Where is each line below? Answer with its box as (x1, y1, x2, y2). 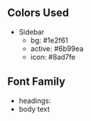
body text (18, 104, 50, 113)
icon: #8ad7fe (30, 52, 76, 61)
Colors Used (7, 6, 70, 20)
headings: (18, 96, 52, 105)
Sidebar (18, 27, 45, 36)
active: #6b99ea (30, 43, 84, 53)
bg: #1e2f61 (30, 35, 68, 45)
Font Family (7, 75, 66, 89)
